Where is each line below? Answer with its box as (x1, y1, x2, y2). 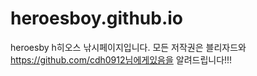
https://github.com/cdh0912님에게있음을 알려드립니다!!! (10, 53, 233, 66)
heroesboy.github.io (10, 7, 184, 30)
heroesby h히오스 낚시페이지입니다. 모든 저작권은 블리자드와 (10, 41, 247, 53)
